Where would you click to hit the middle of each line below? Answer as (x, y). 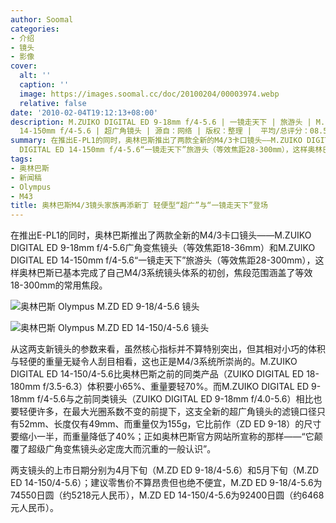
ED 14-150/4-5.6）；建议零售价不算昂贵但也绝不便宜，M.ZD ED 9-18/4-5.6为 (166, 483)
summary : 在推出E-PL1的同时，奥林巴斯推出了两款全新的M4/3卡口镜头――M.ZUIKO (156, 141)
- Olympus (31, 187)
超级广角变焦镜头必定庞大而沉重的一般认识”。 (122, 449)
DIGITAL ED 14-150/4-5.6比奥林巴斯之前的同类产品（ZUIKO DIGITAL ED (157, 374)
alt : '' (35, 76)
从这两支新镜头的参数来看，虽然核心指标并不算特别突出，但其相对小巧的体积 (168, 349)
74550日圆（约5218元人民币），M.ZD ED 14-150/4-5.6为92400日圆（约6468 (167, 495)
